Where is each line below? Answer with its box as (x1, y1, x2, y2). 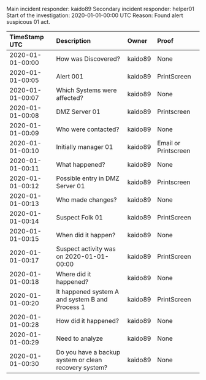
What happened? (56, 161, 105, 169)
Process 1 (56, 303, 86, 311)
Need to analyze (56, 334, 103, 343)
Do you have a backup (56, 348, 121, 356)
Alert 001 (56, 72, 84, 80)
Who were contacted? (56, 125, 120, 134)
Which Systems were (56, 86, 117, 94)
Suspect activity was (56, 245, 116, 253)
